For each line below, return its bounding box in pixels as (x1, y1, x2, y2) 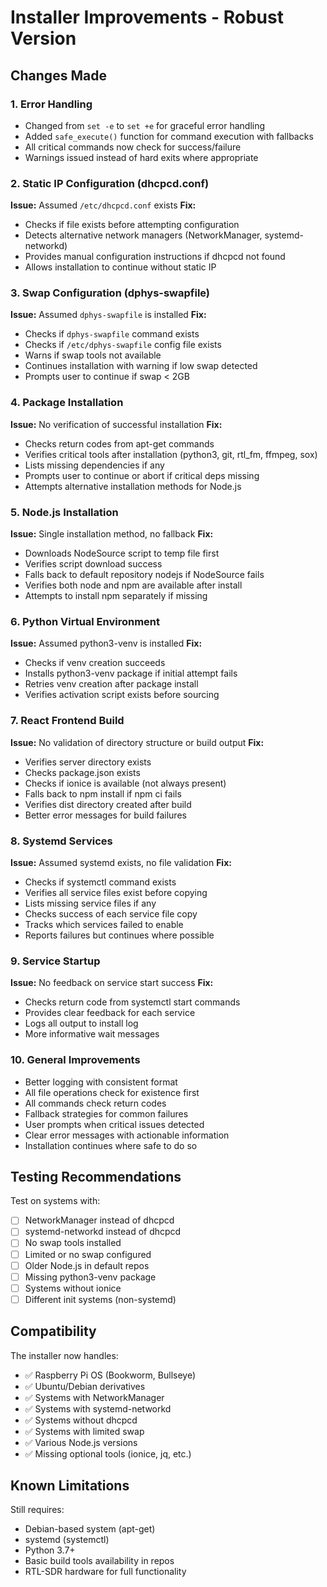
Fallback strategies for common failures (24, 1107, 189, 1120)
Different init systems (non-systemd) (24, 1293, 177, 1305)
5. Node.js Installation (10, 505, 119, 519)
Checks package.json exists (24, 766, 141, 778)
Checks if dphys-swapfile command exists (24, 328, 200, 340)
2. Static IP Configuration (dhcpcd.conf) (10, 176, 210, 190)
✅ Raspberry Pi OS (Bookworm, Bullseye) (24, 1369, 197, 1381)
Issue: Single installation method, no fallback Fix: (10, 528, 214, 540)
